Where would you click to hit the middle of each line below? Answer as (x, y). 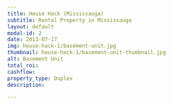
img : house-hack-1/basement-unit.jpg (62, 46)
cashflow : (22, 72)
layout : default (31, 26)
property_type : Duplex (40, 78)
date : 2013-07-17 (32, 40)
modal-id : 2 (24, 33)
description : (26, 85)
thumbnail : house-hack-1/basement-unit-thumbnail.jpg (87, 53)
